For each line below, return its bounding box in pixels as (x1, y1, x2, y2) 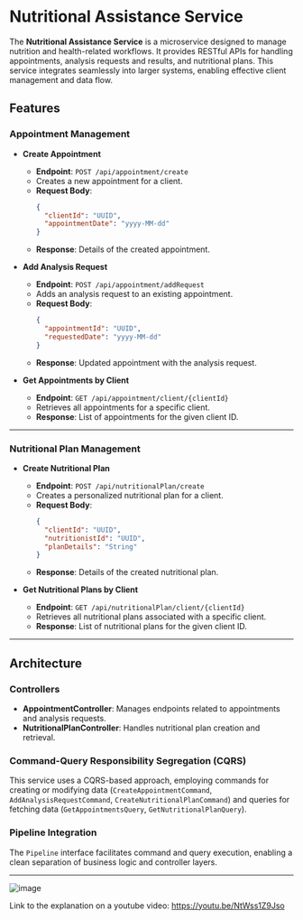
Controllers (9, 683, 60, 695)
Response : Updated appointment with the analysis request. (35, 357, 257, 367)
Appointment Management (9, 128, 131, 141)
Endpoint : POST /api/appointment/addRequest (35, 279, 205, 290)
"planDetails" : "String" (43, 542, 138, 552)
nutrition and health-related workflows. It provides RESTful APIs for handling (9, 45, 293, 56)
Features (9, 101, 60, 116)
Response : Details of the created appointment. (35, 244, 210, 255)
